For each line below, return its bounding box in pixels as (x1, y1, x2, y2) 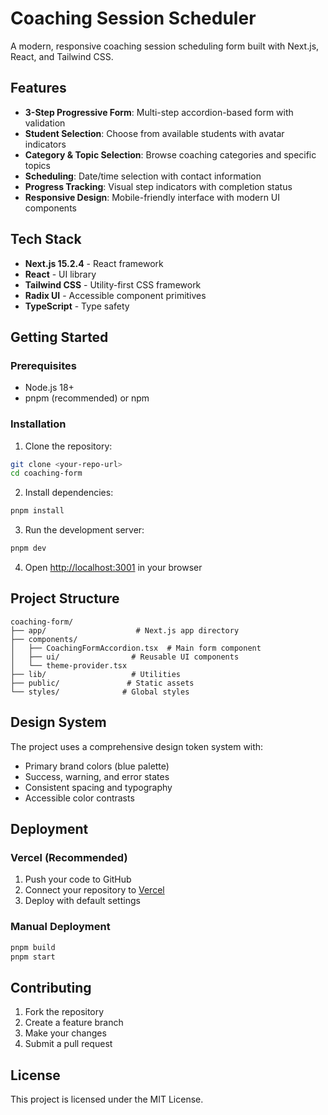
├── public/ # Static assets (10, 678, 195, 688)
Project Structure (10, 590, 120, 607)
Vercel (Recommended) (10, 850, 128, 864)
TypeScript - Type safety (24, 300, 130, 312)
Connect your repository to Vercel (24, 884, 165, 896)
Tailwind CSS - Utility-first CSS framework (24, 278, 202, 291)
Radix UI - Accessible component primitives (24, 289, 207, 301)
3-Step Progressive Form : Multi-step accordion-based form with (24, 106, 294, 118)
